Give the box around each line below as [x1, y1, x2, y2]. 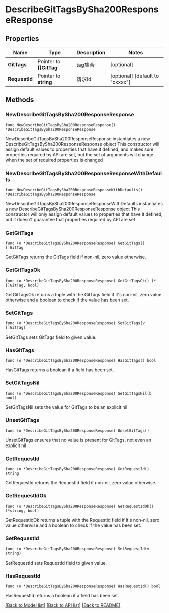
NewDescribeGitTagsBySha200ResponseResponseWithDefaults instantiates [5, 200, 163, 206]
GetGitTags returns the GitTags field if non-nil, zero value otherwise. [5, 254, 147, 260]
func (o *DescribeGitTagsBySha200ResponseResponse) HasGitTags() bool [5, 358, 156, 363]
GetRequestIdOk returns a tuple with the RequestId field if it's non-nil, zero [5, 517, 160, 523]
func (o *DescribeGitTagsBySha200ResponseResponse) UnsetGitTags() [5, 428, 150, 433]
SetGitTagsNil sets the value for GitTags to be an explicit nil [5, 404, 127, 410]
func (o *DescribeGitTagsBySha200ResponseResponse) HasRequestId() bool [5, 584, 161, 589]
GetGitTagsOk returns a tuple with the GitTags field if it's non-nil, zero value [5, 291, 162, 297]
